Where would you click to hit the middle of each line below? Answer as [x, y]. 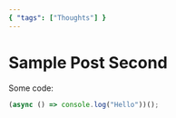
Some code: [31, 88]
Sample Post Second [88, 62]
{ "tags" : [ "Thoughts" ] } [57, 18]
